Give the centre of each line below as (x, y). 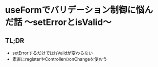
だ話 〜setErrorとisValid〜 (58, 22)
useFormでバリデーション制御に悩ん (79, 10)
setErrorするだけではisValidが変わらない (52, 53)
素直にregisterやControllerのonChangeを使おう (60, 59)
